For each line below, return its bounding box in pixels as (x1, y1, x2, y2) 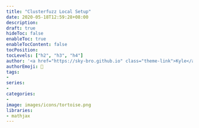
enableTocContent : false (6, 42, 68, 48)
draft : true (6, 25, 36, 31)
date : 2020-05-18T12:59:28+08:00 (6, 14, 89, 20)
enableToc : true (6, 36, 46, 42)
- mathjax (6, 113, 31, 119)
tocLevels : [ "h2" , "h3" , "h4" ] (6, 52, 84, 58)
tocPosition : (6, 47, 38, 53)
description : (6, 19, 38, 25)
